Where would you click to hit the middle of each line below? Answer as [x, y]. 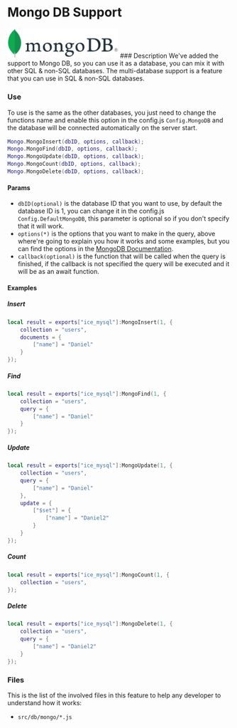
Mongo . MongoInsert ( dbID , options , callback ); [76, 142]
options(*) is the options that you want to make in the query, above [116, 234]
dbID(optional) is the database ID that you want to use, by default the [120, 204]
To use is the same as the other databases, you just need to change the [112, 112]
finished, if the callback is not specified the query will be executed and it [123, 264]
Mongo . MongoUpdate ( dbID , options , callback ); [76, 157]
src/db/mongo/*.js [45, 717]
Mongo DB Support [65, 12]
